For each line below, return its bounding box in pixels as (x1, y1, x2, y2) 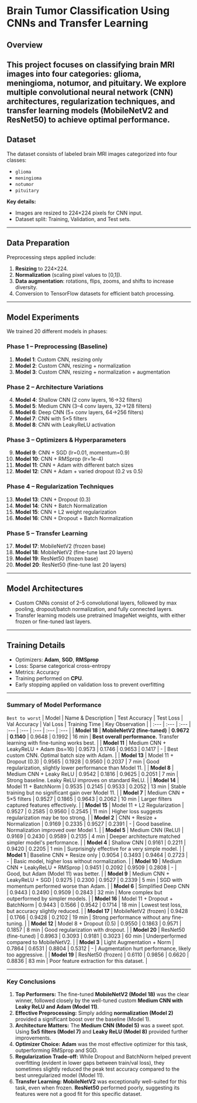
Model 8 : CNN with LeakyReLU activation (15, 421, 116, 428)
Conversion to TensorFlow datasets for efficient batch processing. (15, 290, 175, 297)
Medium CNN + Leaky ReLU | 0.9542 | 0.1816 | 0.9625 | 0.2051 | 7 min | (6, 770, 179, 778)
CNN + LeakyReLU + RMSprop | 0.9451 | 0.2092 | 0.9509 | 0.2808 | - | (6, 864, 177, 871)
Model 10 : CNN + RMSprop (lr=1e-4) (15, 456, 104, 463)
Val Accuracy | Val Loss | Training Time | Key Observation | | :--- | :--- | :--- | (6, 720, 191, 728)
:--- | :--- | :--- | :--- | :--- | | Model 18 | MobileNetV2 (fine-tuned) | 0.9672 (6, 727, 189, 734)
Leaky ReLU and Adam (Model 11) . (15, 1003, 99, 1010)
